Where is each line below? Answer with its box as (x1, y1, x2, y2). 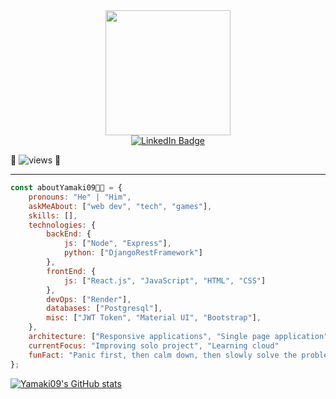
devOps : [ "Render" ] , (46, 294, 132, 304)
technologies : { (28, 220, 97, 230)
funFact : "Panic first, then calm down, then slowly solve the (28, 350, 298, 360)
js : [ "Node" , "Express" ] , (63, 239, 172, 249)
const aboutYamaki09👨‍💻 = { (10, 183, 123, 193)
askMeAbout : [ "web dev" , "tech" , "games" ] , (28, 201, 213, 211)
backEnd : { (46, 229, 92, 239)
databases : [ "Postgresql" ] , (46, 304, 163, 314)
